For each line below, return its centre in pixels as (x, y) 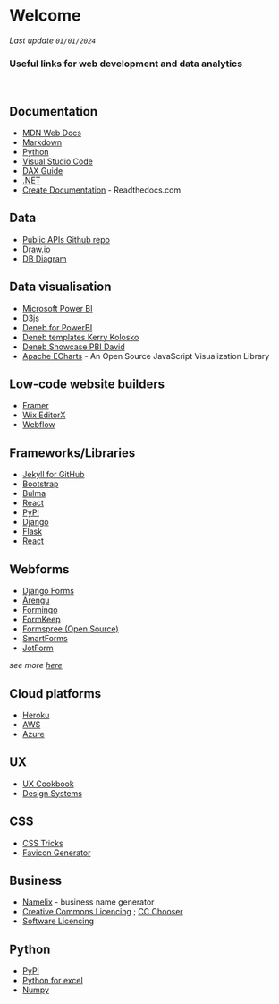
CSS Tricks (43, 843)
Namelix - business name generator (88, 902)
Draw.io (36, 249)
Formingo (40, 610)
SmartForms (45, 639)
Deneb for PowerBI (57, 327)
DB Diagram (44, 258)
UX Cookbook (48, 784)
